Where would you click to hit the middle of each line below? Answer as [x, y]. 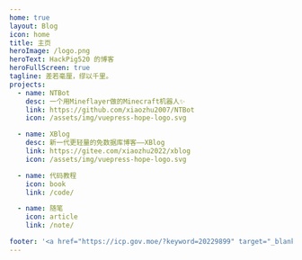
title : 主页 [30, 43]
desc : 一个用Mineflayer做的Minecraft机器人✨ [106, 101]
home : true [30, 18]
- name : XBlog [44, 134]
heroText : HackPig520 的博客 [62, 59]
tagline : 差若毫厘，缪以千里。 [61, 76]
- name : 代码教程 [47, 175]
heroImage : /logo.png [50, 51]
